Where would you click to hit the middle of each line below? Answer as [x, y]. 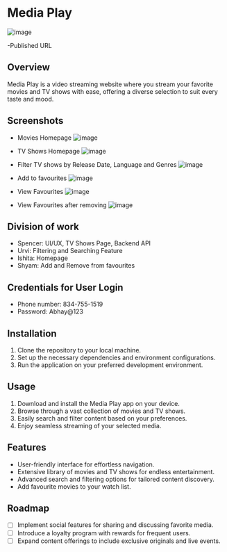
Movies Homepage [44, 138]
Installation [32, 333]
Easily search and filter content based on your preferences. [102, 418]
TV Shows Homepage [49, 151]
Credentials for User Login [65, 287]
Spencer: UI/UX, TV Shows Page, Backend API [84, 243]
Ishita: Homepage [42, 258]
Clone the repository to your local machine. [79, 350]
